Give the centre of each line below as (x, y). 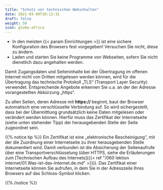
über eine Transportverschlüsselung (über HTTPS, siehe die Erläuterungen (80, 153)
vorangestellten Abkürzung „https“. (40, 93)
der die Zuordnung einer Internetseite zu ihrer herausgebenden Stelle (75, 142)
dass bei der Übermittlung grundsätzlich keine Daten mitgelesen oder (75, 112)
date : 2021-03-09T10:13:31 (32, 14)
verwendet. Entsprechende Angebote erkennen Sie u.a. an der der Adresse (80, 87)
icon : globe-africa (25, 28)
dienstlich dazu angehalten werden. (48, 62)
